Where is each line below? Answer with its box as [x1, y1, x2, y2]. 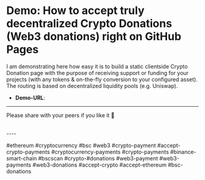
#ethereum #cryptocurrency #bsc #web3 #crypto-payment [6, 142, 156, 149]
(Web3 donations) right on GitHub [6, 30, 182, 43]
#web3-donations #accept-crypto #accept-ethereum [32, 161, 167, 168]
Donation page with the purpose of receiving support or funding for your [6, 69, 189, 76]
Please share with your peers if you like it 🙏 [6, 111, 115, 119]
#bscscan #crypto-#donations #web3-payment [38, 154, 159, 162]
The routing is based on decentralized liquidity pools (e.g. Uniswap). [6, 82, 178, 89]
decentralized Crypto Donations [6, 16, 173, 31]
